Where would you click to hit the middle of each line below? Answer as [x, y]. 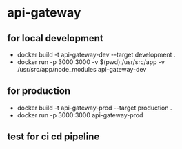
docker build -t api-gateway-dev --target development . [96, 54]
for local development [55, 38]
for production [39, 91]
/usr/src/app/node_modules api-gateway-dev [82, 69]
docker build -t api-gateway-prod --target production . [94, 108]
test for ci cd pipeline [53, 137]
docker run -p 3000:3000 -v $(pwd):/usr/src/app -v [91, 62]
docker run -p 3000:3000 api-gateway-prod [80, 115]
